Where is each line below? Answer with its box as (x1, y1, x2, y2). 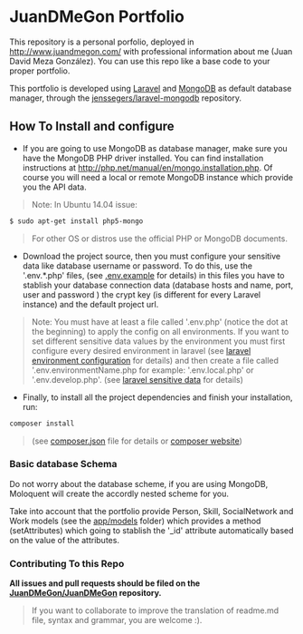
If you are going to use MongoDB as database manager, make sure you (22, 142, 288, 153)
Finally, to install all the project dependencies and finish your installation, (22, 392, 293, 403)
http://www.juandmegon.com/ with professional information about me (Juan (9, 45, 293, 56)
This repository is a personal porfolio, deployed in (9, 36, 194, 47)
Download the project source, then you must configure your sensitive (22, 250, 281, 261)
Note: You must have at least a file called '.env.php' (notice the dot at (31, 316, 289, 327)
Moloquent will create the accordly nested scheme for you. (9, 488, 229, 499)
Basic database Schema (9, 458, 118, 471)
